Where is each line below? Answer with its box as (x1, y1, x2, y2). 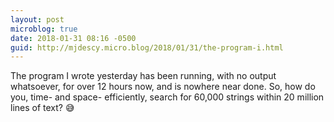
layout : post (10, 14, 65, 25)
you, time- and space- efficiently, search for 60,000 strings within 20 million (10, 91, 325, 103)
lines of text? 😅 (10, 102, 75, 114)
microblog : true (10, 24, 78, 34)
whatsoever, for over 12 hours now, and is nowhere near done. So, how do (10, 81, 316, 93)
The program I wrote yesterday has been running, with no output (10, 70, 277, 82)
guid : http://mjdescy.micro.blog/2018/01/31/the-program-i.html (10, 42, 284, 53)
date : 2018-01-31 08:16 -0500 (10, 33, 137, 43)
